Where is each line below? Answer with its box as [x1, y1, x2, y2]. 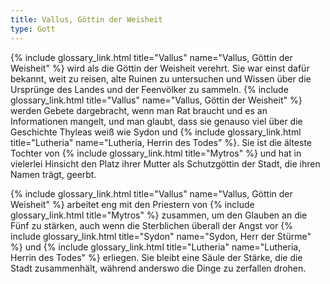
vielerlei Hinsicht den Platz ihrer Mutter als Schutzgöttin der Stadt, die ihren [10, 157, 321, 170]
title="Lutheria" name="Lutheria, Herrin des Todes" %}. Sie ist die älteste [10, 136, 313, 148]
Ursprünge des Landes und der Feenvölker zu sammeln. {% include [10, 83, 289, 95]
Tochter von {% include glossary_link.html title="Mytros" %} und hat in [10, 147, 302, 159]
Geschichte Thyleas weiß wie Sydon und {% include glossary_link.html [10, 126, 302, 138]
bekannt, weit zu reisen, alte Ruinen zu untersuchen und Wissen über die [10, 72, 312, 85]
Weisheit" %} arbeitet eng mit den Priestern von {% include [10, 198, 255, 210]
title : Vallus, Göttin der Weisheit [10, 14, 163, 25]
